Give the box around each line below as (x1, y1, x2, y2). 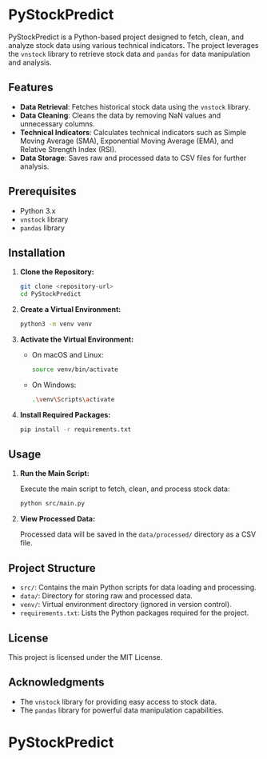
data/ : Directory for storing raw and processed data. (19, 591, 193, 601)
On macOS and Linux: (31, 350, 104, 359)
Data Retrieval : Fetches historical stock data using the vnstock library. (19, 102, 250, 111)
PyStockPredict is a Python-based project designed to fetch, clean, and (8, 32, 245, 42)
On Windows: (31, 380, 77, 389)
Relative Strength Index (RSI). (19, 144, 118, 154)
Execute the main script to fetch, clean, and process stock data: (19, 484, 230, 493)
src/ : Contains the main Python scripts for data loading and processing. (19, 582, 257, 593)
